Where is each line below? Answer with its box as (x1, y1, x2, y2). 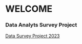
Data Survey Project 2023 (5, 33, 60, 39)
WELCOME (5, 3, 53, 15)
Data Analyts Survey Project (5, 21, 77, 29)
